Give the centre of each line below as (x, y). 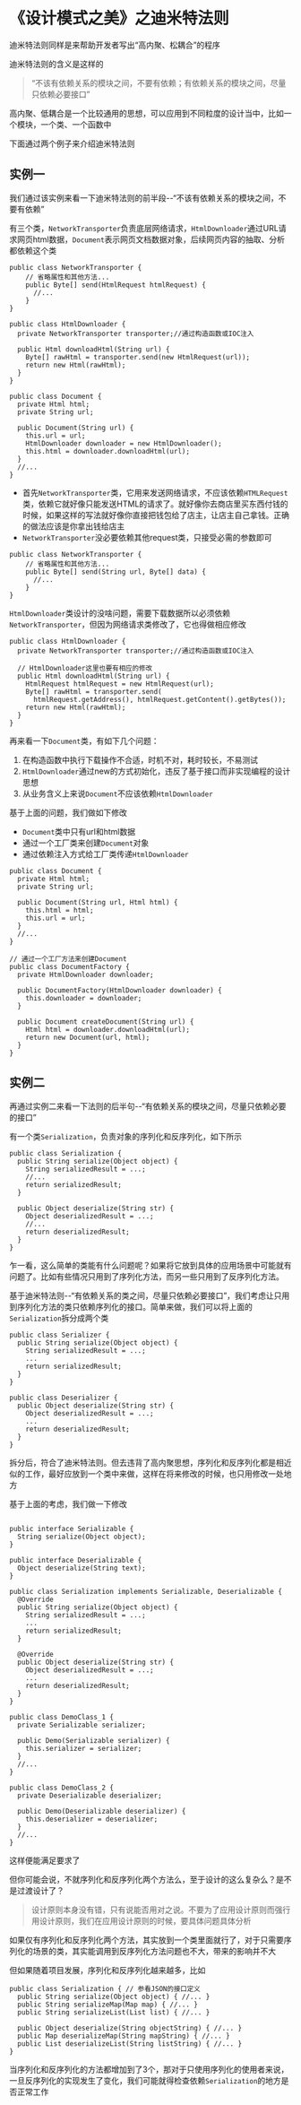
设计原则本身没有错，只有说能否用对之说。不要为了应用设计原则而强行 (161, 1910)
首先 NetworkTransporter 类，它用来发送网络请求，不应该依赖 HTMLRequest (155, 492)
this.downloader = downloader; (84, 998)
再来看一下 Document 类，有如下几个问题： (84, 741)
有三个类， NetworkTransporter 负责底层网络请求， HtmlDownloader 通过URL (144, 228)
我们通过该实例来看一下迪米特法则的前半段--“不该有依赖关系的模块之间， (144, 197)
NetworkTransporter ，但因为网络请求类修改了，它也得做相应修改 (128, 624)
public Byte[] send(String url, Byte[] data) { (116, 572)
